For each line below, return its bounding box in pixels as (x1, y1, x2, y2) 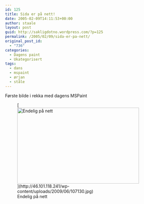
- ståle (9, 79, 25, 84)
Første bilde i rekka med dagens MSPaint (5, 93, 88, 99)
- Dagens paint (9, 52, 40, 57)
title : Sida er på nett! (5, 12, 55, 17)
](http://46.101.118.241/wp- (17, 183, 70, 189)
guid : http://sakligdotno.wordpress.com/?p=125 (5, 30, 104, 34)
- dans (9, 66, 23, 71)
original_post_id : (5, 39, 42, 44)
